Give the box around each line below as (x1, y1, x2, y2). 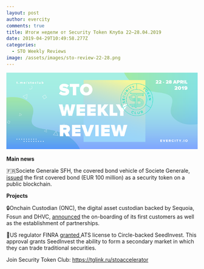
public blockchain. (6, 180, 52, 188)
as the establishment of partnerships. (6, 220, 100, 227)
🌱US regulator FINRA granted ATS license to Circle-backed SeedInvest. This (6, 231, 197, 239)
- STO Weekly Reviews (12, 49, 67, 55)
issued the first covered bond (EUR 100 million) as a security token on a (6, 174, 185, 181)
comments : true (6, 23, 45, 29)
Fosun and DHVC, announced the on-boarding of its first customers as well (6, 213, 194, 220)
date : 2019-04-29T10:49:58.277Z (6, 35, 88, 42)
